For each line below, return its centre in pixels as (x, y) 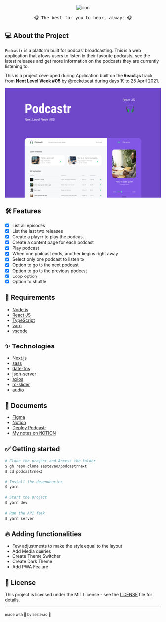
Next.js (20, 358)
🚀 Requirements (30, 298)
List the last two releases (38, 231)
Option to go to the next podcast (45, 265)
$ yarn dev (16, 503)
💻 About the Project (37, 36)
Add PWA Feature (30, 567)
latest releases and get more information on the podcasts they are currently (82, 61)
